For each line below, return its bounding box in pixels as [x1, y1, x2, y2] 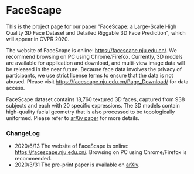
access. [6, 84, 25, 91]
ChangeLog [6, 129, 40, 137]
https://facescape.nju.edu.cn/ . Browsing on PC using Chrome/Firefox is [14, 149, 187, 156]
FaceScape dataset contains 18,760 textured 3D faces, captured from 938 [6, 95, 185, 103]
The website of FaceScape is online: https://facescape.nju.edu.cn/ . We [6, 46, 178, 53]
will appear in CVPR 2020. [6, 35, 69, 42]
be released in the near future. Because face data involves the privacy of [6, 65, 182, 72]
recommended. [14, 155, 52, 162]
